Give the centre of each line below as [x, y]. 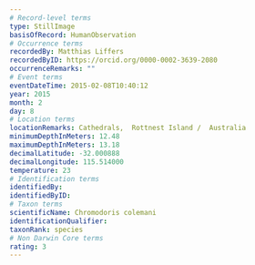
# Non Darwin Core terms [56, 238]
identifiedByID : [40, 196]
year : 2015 [30, 94]
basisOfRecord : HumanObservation [73, 35]
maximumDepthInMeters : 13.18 [65, 145]
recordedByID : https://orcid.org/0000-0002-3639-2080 [114, 60]
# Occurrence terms [46, 43]
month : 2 [26, 102]
